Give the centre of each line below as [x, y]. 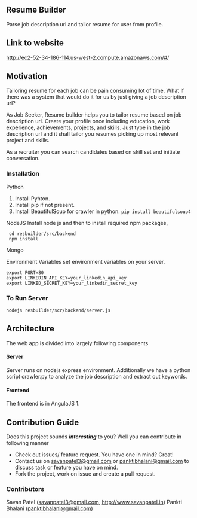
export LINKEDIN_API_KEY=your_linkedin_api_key [67, 278]
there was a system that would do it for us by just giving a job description [96, 97]
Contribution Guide [43, 422]
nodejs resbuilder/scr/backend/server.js [59, 310]
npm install [24, 239]
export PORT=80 [25, 272]
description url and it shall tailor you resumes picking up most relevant [93, 134]
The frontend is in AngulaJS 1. [43, 404]
